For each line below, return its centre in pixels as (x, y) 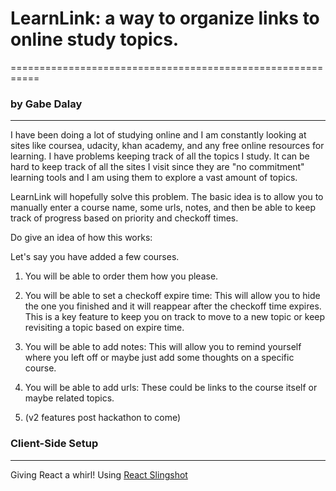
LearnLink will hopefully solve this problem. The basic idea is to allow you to (167, 197)
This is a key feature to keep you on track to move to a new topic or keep (175, 317)
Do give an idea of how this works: (81, 238)
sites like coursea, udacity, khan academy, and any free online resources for (167, 146)
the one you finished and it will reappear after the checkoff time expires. (173, 306)
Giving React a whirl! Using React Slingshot (99, 474)
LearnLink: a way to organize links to (165, 18)
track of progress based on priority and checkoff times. (124, 218)
